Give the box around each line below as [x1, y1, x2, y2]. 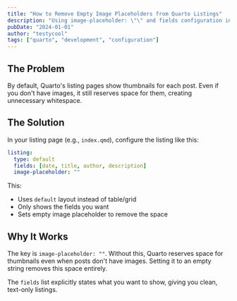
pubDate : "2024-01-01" [7, 23, 74, 30]
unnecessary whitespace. [7, 96, 83, 104]
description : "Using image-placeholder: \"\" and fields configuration [7, 17, 222, 24]
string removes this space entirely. [7, 264, 108, 273]
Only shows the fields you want [17, 202, 109, 211]
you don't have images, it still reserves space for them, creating [7, 89, 193, 97]
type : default [13, 156, 55, 163]
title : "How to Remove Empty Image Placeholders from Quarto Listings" [7, 10, 222, 18]
